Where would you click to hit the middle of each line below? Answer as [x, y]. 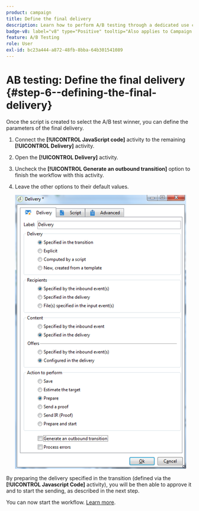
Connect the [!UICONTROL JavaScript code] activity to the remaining [100, 139]
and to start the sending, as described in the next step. [73, 491]
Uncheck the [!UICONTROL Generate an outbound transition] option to [102, 168]
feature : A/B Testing [33, 38]
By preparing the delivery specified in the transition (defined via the [89, 478]
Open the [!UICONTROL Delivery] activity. [66, 157]
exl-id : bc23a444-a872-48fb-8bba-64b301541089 [65, 50]
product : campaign [29, 12]
